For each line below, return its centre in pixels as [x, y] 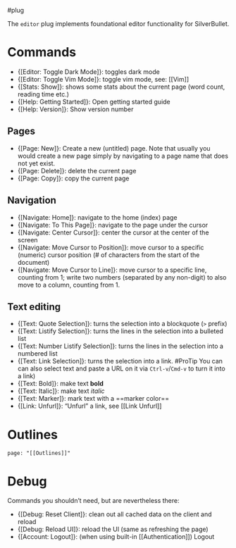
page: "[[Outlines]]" [39, 454]
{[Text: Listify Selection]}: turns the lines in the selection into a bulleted [120, 331]
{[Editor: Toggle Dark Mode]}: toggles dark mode [88, 71]
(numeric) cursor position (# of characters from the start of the [108, 255]
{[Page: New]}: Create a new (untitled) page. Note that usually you [114, 148]
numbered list [37, 354]
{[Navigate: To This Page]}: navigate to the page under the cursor [113, 225]
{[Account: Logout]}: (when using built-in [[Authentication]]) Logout [116, 537]
